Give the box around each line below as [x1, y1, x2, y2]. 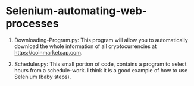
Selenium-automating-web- [5, 4, 147, 18]
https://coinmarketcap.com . [14, 49, 83, 56]
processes [5, 17, 59, 30]
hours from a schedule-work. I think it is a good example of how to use [14, 66, 188, 74]
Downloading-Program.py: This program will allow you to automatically [14, 36, 188, 43]
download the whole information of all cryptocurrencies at [14, 43, 157, 50]
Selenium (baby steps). [14, 73, 71, 80]
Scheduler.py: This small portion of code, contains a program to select [14, 60, 187, 68]
